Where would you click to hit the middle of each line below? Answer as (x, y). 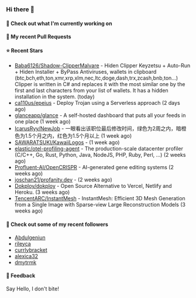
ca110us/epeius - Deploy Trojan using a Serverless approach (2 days (97, 103)
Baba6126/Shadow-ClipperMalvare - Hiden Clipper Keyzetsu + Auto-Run (102, 66)
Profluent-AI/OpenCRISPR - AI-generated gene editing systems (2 (94, 167)
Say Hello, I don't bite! (33, 289)
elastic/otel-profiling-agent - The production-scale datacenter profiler (99, 149)
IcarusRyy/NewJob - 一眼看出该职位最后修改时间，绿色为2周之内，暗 (98, 129)
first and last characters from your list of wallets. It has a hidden (91, 91)
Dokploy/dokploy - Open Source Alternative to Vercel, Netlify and (93, 186)
